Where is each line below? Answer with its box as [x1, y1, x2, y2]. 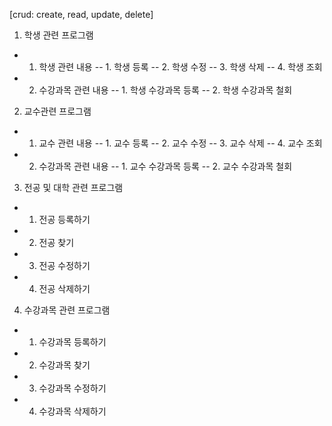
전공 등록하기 [38, 214, 91, 225]
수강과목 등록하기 [38, 336, 107, 348]
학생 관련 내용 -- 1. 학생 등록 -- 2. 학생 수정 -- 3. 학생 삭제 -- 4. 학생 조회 [38, 61, 323, 73]
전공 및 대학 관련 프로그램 [23, 182, 124, 193]
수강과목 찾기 [38, 359, 91, 371]
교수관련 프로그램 [23, 105, 92, 117]
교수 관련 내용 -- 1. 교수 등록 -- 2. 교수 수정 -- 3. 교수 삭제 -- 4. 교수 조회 [38, 137, 323, 149]
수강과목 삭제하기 [38, 405, 107, 417]
